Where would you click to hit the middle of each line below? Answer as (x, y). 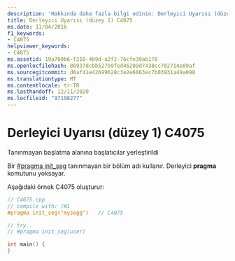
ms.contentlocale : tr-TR (43, 85)
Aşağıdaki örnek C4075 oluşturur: (56, 187)
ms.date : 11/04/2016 (37, 27)
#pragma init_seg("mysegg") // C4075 (65, 213)
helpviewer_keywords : (39, 46)
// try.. (20, 225)
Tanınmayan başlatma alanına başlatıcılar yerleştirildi (83, 152)
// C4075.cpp (26, 199)
